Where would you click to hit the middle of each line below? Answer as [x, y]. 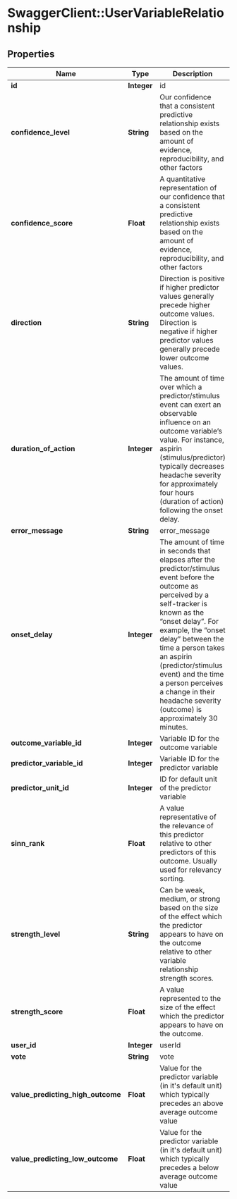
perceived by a [184, 595]
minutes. [174, 727]
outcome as [179, 586]
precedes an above [192, 1103]
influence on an [186, 422]
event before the [187, 577]
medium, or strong [190, 899]
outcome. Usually [188, 861]
